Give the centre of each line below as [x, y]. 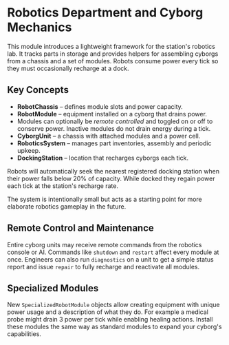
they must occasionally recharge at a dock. [68, 68]
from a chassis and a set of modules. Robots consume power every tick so [113, 61]
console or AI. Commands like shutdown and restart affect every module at [113, 252]
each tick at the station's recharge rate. [63, 186]
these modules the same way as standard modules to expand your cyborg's [115, 327]
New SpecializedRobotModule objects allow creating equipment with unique [113, 305]
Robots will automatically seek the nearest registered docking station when [113, 171]
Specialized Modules [53, 288]
